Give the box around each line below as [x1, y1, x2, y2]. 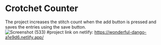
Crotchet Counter [5, 3, 78, 14]
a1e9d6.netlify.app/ [5, 34, 44, 40]
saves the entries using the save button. [5, 24, 86, 30]
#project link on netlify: [46, 29, 94, 35]
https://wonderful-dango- [94, 29, 147, 35]
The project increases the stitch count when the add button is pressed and [5, 19, 157, 25]
